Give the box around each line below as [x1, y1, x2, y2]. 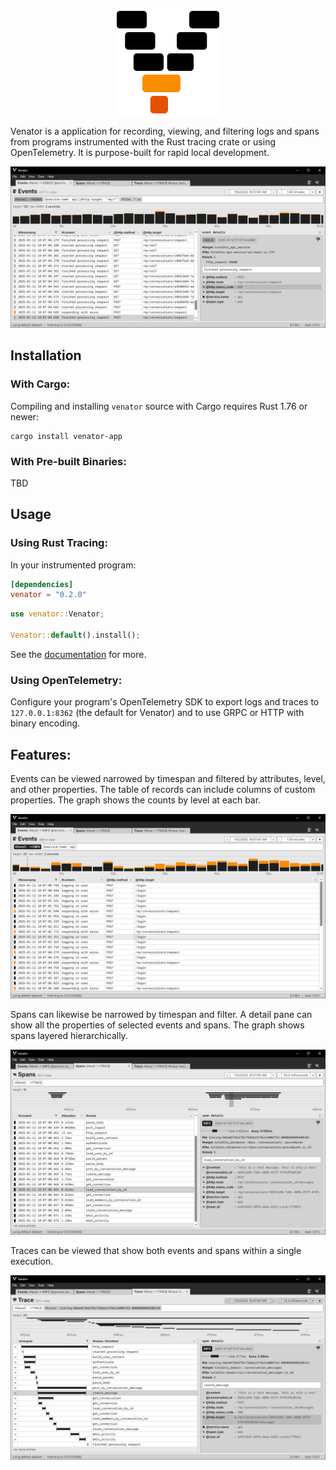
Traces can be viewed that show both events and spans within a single [10, 1244, 302, 1256]
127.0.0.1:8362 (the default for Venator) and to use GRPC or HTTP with [10, 707, 305, 719]
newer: [10, 410, 39, 423]
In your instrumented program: [10, 559, 137, 571]
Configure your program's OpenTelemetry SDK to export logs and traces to [10, 696, 320, 708]
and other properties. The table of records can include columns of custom [10, 784, 316, 796]
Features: [10, 746, 72, 763]
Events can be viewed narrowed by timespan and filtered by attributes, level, [10, 773, 326, 785]
